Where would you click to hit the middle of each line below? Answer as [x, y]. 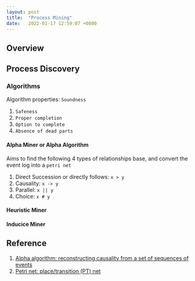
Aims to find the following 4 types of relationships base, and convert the [97, 158]
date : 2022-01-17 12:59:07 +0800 [52, 23]
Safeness [26, 112]
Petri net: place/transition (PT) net [58, 271]
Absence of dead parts [44, 131]
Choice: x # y [33, 196]
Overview [25, 48]
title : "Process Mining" [39, 18]
